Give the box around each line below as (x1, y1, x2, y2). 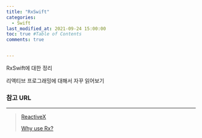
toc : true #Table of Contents (6, 31, 82, 37)
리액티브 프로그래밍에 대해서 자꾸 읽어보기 (6, 77, 105, 84)
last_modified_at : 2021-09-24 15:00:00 (6, 25, 106, 32)
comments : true (6, 37, 44, 43)
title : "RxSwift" (6, 8, 50, 15)
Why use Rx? (20, 125, 54, 132)
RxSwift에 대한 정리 (6, 64, 53, 71)
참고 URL (6, 94, 31, 102)
